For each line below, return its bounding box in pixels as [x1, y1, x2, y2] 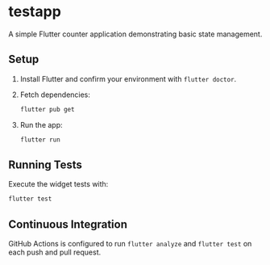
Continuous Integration [8, 217, 127, 231]
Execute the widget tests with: [8, 179, 109, 189]
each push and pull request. [8, 247, 102, 257]
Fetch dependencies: [19, 90, 91, 99]
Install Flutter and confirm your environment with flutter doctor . [19, 74, 237, 83]
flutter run [19, 136, 60, 144]
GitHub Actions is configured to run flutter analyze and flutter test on [8, 239, 252, 248]
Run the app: [19, 120, 63, 129]
